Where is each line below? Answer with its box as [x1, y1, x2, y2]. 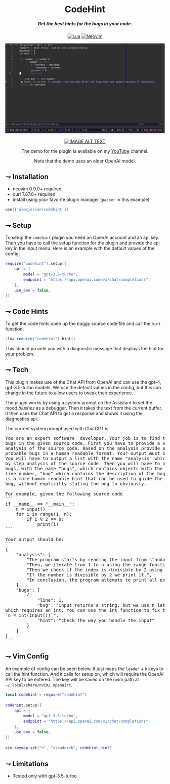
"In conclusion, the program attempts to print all [26, 577, 158, 583]
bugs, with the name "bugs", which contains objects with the [5, 466, 163, 471]
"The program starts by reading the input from [26, 557, 147, 562]
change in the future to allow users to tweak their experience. [5, 390, 134, 396]
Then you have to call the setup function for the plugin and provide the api [5, 240, 160, 246]
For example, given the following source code [5, 491, 123, 497]
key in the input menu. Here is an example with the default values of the [5, 245, 155, 252]
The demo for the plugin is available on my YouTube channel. [21, 148, 149, 154]
